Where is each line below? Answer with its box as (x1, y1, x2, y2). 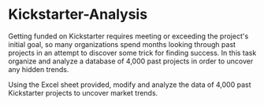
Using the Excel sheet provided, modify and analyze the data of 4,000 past (8, 80, 251, 89)
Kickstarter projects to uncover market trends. (8, 88, 158, 97)
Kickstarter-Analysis (8, 5, 148, 24)
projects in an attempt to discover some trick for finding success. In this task (8, 48, 257, 57)
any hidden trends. (8, 64, 69, 74)
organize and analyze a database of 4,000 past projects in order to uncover (8, 56, 254, 66)
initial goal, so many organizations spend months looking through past (8, 39, 236, 49)
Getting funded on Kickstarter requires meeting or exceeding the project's (8, 31, 249, 41)
